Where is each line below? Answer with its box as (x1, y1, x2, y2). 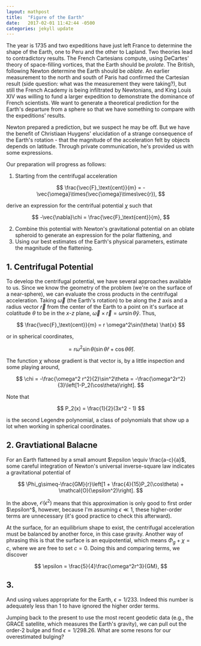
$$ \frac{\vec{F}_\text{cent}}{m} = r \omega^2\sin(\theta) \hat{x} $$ (16, 322, 185, 329)
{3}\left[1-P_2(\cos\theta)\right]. (57, 381, 136, 389)
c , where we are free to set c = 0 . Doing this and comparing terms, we (6, 544, 180, 552)
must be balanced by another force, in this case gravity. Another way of (6, 530, 184, 537)
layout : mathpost (6, 8, 50, 15)
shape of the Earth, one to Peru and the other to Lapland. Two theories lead (6, 49, 193, 56)
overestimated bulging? (6, 633, 64, 640)
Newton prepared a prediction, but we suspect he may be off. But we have (6, 124, 190, 131)
